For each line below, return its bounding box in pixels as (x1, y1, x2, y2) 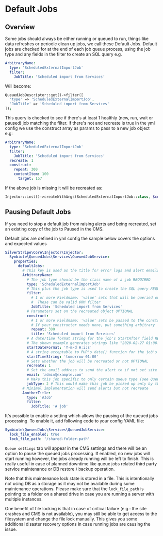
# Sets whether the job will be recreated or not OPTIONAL (26, 359, 149, 364)
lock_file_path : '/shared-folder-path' (9, 436, 90, 441)
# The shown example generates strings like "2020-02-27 (26, 341, 145, 345)
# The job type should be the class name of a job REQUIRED (26, 277, 151, 282)
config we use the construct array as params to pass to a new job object (5, 125, 150, 131)
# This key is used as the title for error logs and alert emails (22, 268, 160, 273)
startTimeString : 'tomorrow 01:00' (26, 354, 98, 359)
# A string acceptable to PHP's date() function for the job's (26, 349, 158, 354)
